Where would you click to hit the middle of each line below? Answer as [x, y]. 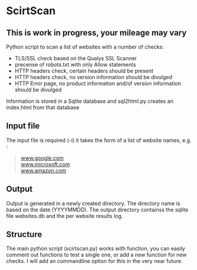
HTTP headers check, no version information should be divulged [93, 77]
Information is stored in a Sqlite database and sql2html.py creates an [90, 101]
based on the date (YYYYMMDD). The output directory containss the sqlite [97, 209]
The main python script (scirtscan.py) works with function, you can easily [96, 249]
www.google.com [42, 158]
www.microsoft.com [45, 164]
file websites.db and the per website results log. [64, 216]
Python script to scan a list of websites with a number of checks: [85, 47]
